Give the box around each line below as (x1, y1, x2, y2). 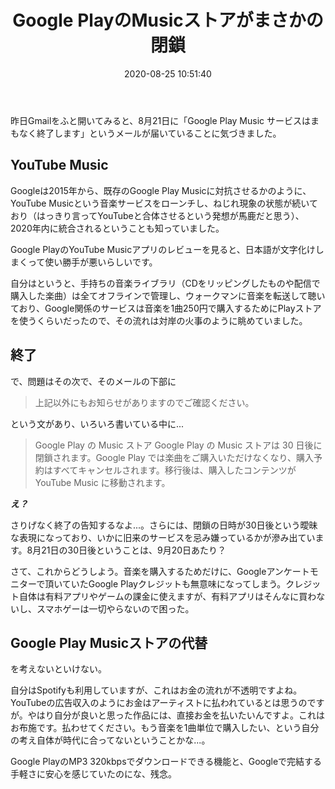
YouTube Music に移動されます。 (34, 476, 171, 488)
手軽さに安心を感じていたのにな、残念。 (10, 768, 177, 780)
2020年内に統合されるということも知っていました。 (10, 222, 225, 234)
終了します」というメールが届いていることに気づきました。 (36, 127, 282, 139)
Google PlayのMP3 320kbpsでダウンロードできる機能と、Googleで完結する (10, 756, 323, 768)
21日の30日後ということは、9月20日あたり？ (41, 544, 227, 556)
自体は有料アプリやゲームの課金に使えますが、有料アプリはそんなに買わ (18, 590, 317, 602)
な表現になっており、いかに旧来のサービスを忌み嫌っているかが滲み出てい (10, 531, 316, 543)
